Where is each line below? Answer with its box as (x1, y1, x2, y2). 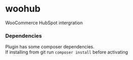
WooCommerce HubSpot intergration (5, 20, 83, 26)
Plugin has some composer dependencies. (5, 44, 95, 50)
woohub (5, 3, 41, 15)
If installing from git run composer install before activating (5, 49, 128, 55)
